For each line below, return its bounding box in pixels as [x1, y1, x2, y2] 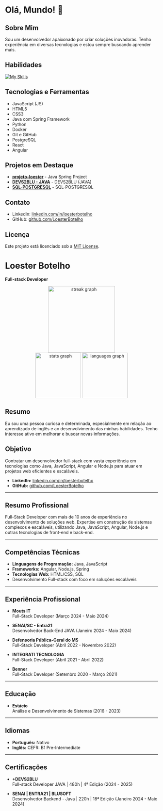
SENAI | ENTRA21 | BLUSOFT [12, 791, 72, 796]
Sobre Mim [5, 24, 39, 32]
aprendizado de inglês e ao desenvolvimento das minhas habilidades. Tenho [5, 425, 158, 431]
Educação [5, 690, 36, 698]
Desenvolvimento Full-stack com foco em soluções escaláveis [12, 577, 137, 583]
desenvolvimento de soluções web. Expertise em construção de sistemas [5, 519, 152, 525]
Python [12, 121, 27, 127]
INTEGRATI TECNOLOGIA [12, 652, 65, 658]
